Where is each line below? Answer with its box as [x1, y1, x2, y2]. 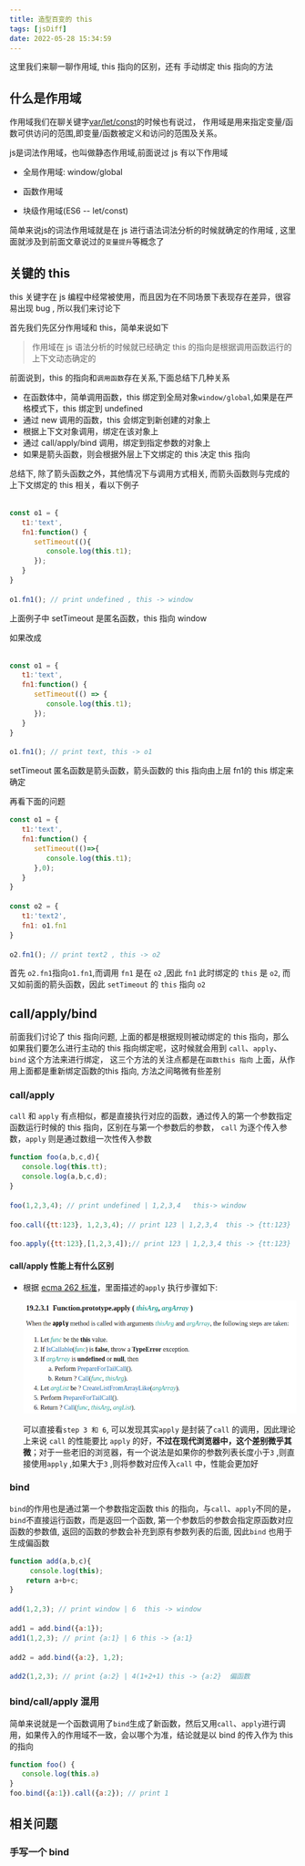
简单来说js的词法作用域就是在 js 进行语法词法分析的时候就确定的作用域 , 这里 [9, 224, 297, 236]
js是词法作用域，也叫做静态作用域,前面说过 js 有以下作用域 [9, 147, 229, 159]
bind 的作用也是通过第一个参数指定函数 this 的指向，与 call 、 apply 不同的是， [9, 1503, 296, 1514]
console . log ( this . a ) [21, 1769, 100, 1778]
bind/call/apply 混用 [9, 1695, 100, 1708]
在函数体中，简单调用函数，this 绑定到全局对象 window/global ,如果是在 [22, 392, 286, 402]
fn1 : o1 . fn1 [21, 921, 67, 930]
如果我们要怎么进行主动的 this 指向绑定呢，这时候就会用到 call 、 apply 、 [9, 1042, 282, 1053]
